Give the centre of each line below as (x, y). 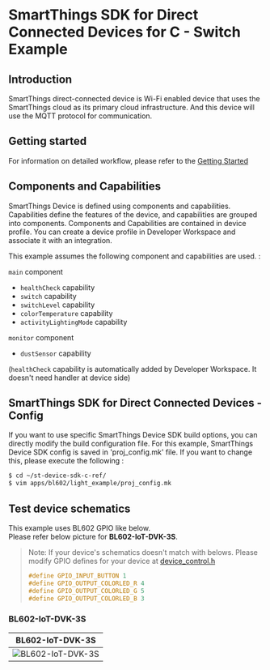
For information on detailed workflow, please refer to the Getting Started (129, 160)
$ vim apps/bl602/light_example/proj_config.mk (90, 484)
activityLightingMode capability (74, 322)
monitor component (41, 337)
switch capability (48, 296)
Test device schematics (70, 508)
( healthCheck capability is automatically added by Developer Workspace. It (133, 369)
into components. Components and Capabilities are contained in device (127, 223)
